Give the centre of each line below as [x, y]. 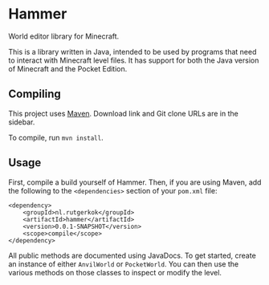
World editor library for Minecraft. [64, 36]
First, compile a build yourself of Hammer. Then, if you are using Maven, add [135, 182]
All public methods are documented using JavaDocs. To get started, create [132, 255]
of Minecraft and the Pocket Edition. [68, 68]
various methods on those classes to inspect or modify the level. [115, 272]
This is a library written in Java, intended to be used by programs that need [132, 51]
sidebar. [22, 122]
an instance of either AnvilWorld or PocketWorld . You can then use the [124, 264]
